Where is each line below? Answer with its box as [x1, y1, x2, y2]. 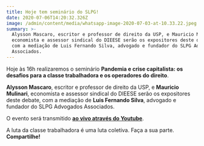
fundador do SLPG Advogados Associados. [6, 103, 115, 110]
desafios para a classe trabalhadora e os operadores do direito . [6, 71, 169, 79]
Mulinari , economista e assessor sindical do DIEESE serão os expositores [6, 89, 191, 97]
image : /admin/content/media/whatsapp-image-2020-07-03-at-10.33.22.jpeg [6, 20, 197, 26]
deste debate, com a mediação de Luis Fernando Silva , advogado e [6, 96, 177, 103]
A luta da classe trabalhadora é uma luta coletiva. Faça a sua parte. [6, 126, 174, 134]
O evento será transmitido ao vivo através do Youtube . [6, 114, 144, 122]
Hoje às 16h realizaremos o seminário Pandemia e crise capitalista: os [6, 65, 183, 72]
